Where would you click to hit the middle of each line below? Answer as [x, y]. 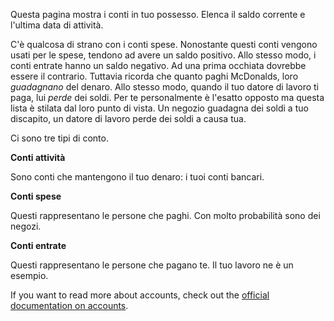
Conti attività [38, 157]
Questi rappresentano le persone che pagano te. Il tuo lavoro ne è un [152, 265]
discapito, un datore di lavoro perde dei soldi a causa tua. [128, 118]
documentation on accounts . [69, 305]
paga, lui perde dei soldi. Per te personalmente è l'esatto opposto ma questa [167, 97]
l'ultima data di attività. [57, 25]
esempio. [29, 275]
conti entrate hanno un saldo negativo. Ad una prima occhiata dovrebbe [158, 65]
